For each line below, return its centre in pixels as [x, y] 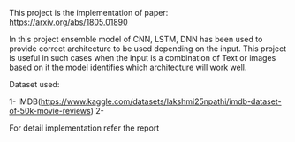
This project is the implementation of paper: [89, 13]
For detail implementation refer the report [84, 128]
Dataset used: [34, 84]
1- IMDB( [25, 101]
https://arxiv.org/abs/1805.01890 [68, 22]
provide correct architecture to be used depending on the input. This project [148, 49]
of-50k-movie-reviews [50, 111]
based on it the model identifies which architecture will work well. [128, 67]
